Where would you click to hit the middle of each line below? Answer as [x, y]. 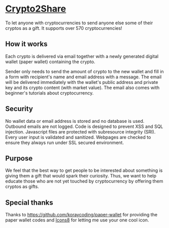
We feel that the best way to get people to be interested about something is [84, 170]
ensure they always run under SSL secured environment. [65, 143]
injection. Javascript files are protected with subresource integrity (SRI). [80, 131]
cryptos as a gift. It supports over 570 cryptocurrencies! [64, 28]
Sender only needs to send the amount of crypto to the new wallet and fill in [84, 71]
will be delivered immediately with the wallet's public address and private [82, 82]
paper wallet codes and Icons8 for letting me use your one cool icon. [77, 220]
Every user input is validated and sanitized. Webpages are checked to [78, 137]
